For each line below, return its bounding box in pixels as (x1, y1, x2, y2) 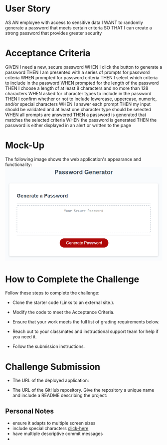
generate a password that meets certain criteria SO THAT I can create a (5, 24, 152, 30)
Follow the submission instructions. (12, 343, 85, 349)
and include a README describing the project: (12, 392, 108, 399)
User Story (5, 3, 51, 14)
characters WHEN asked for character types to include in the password (5, 90, 152, 96)
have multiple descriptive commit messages (12, 431, 103, 437)
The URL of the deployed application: (12, 377, 89, 384)
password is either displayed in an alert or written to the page (5, 122, 131, 128)
